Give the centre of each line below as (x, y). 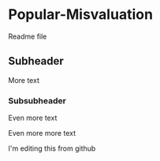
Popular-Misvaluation (81, 15)
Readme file (28, 36)
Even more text (33, 118)
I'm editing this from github (52, 148)
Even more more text (42, 133)
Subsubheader (37, 100)
